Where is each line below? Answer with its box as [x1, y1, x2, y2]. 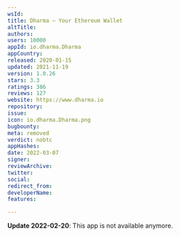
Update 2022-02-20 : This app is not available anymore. [7, 221, 174, 230]
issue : [7, 110, 27, 117]
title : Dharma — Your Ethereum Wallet [7, 17, 123, 24]
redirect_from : [7, 182, 53, 189]
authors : [7, 30, 34, 38]
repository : [7, 103, 43, 110]
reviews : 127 [7, 90, 46, 97]
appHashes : [7, 143, 40, 150]
